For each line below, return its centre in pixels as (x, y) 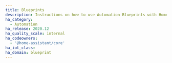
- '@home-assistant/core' (38, 43)
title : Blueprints (25, 10)
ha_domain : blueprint (28, 52)
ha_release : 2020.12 (27, 29)
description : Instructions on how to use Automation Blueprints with (81, 15)
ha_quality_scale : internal (35, 34)
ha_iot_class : (20, 48)
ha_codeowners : (21, 39)
